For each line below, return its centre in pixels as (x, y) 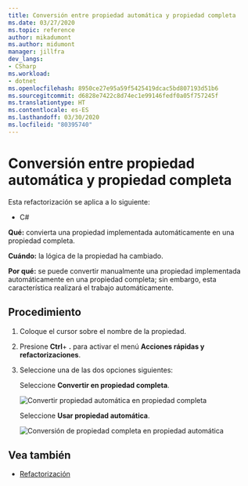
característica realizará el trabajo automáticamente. (91, 288)
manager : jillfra (36, 52)
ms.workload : (29, 74)
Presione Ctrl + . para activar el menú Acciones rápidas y (112, 346)
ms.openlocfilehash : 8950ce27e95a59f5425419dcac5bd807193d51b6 (113, 88)
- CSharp (22, 67)
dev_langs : (26, 60)
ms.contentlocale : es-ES (49, 111)
